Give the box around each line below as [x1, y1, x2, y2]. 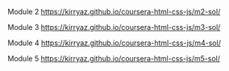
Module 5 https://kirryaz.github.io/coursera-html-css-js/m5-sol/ [7, 54, 221, 63]
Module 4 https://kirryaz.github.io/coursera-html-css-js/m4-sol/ [7, 38, 221, 48]
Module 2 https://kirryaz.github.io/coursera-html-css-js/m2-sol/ [7, 7, 221, 16]
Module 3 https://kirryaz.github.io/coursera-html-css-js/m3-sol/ [7, 23, 221, 31]
